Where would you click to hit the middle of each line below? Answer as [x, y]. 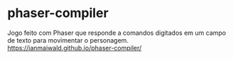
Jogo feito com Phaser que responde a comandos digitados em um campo [116, 33]
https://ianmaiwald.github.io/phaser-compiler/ [75, 48]
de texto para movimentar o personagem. [68, 40]
